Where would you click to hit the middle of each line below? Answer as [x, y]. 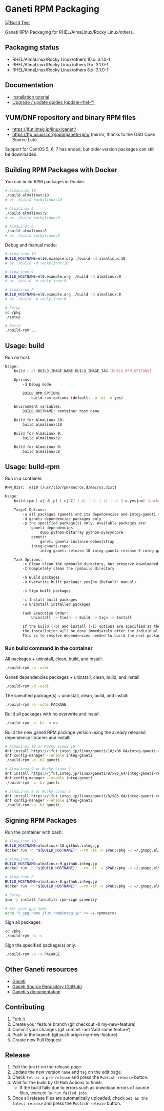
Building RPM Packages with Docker [61, 170]
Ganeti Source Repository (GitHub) [47, 987]
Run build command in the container [49, 648]
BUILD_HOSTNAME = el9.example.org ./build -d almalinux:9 [63, 276]
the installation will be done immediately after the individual [91, 631]
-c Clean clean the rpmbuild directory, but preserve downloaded [91, 564]
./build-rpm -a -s [24, 936]
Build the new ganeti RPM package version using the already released [75, 732]
